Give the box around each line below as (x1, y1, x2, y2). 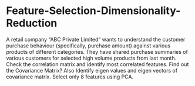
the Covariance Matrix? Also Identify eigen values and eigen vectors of (6, 67, 178, 74)
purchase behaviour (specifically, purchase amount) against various (6, 42, 171, 49)
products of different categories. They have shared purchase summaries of (6, 48, 188, 55)
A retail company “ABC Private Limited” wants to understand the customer (6, 36, 186, 43)
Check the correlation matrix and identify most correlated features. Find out (6, 60, 189, 68)
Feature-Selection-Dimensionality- (6, 4, 181, 18)
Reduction (6, 16, 58, 30)
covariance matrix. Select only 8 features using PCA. (6, 73, 134, 80)
